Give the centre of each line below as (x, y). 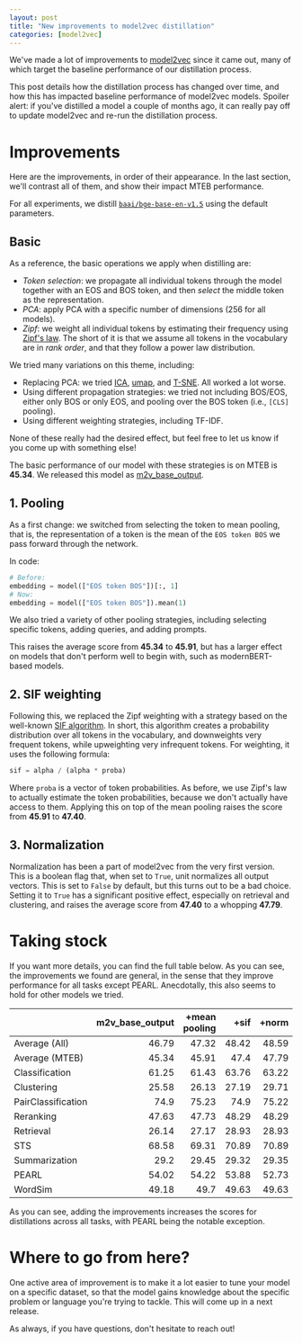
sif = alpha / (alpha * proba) (68, 771)
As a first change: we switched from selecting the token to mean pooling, (145, 524)
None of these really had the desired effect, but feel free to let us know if (144, 438)
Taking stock (58, 941)
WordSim (33, 1189)
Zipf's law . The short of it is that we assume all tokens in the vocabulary (155, 338)
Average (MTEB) (49, 1058)
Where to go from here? (100, 1258)
